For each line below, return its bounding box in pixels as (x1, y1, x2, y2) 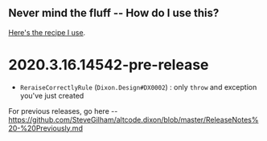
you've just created (19, 91, 84, 100)
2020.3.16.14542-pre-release (8, 56, 209, 74)
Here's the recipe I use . (8, 27, 86, 37)
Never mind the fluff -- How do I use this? (8, 6, 220, 20)
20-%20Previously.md (8, 123, 83, 133)
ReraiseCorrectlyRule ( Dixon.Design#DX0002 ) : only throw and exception (19, 82, 257, 91)
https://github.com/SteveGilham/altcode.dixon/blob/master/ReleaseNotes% (8, 115, 259, 124)
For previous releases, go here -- (8, 106, 118, 115)
